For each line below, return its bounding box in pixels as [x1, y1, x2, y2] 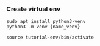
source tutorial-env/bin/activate [6, 34, 95, 41]
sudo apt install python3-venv [6, 19, 86, 25]
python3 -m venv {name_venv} [6, 24, 80, 30]
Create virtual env [6, 5, 61, 13]
